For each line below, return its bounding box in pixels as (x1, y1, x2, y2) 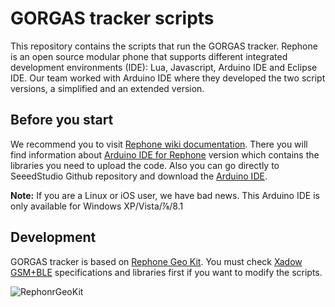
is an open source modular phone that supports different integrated (10, 50, 288, 62)
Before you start (10, 112, 114, 129)
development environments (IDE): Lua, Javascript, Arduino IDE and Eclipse (10, 61, 318, 73)
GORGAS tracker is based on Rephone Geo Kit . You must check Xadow (10, 255, 303, 267)
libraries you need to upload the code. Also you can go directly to (10, 159, 280, 171)
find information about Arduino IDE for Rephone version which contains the (10, 148, 320, 161)
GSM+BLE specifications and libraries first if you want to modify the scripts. (10, 266, 323, 278)
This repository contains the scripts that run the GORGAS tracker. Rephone (10, 40, 318, 52)
